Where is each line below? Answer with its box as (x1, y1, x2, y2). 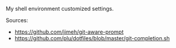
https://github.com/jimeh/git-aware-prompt (14, 28, 124, 35)
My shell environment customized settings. (5, 5, 114, 12)
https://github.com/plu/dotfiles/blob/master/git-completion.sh (14, 35, 170, 41)
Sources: (5, 17, 29, 23)
